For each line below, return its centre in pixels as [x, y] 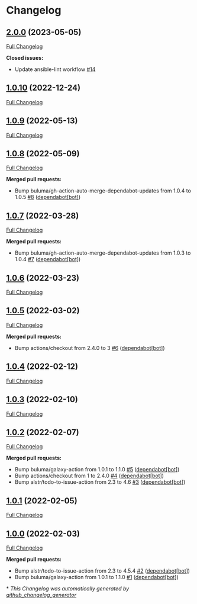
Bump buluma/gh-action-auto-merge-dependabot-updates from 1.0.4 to [103, 191]
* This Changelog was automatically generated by [68, 588]
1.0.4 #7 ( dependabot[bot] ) [48, 259]
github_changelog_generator [41, 595]
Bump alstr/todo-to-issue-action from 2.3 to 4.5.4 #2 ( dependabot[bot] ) [102, 571]
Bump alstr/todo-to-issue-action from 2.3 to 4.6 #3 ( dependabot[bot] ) [100, 482]
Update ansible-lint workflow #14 [55, 69]
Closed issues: [25, 58]
